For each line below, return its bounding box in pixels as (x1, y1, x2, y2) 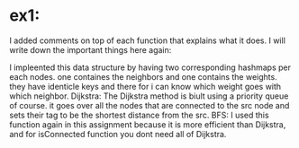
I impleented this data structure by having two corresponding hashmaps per (9, 62, 291, 73)
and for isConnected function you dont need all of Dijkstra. (9, 128, 227, 139)
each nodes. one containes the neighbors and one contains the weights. (9, 71, 277, 82)
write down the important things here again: (9, 44, 172, 55)
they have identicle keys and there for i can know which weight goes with (9, 81, 282, 91)
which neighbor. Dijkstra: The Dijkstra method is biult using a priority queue (9, 91, 289, 101)
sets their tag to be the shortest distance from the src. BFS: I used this (9, 109, 269, 120)
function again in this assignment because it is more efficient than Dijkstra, (9, 118, 286, 130)
